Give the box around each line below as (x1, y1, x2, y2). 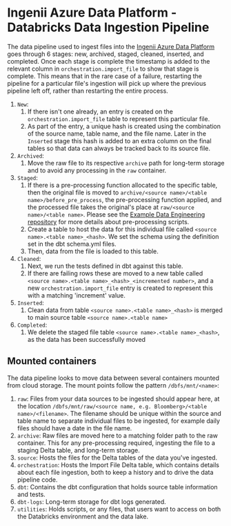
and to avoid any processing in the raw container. (27, 166, 167, 174)
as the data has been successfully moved (27, 335, 146, 343)
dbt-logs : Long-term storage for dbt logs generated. (17, 497, 167, 506)
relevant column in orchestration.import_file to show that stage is (7, 64, 199, 73)
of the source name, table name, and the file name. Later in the (27, 129, 207, 138)
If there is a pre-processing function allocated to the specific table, (27, 181, 218, 189)
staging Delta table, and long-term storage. (17, 446, 140, 454)
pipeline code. (17, 475, 58, 484)
